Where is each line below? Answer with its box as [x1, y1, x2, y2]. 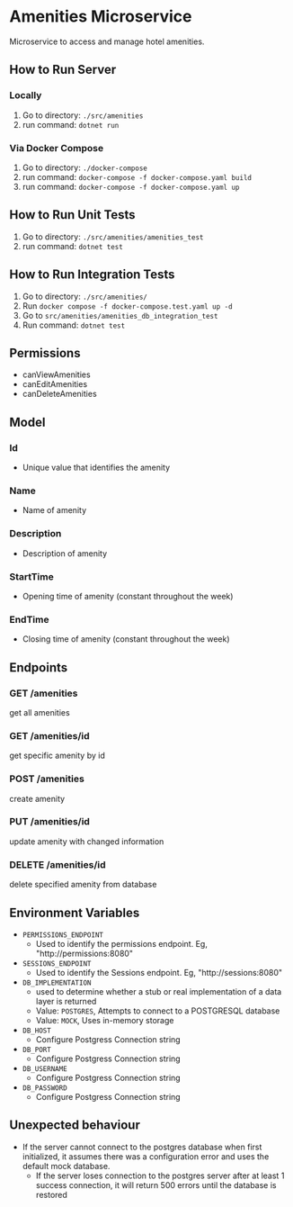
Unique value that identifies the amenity [22, 462, 171, 473]
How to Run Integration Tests [9, 267, 175, 283]
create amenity [9, 793, 66, 804]
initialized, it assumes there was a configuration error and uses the [22, 1150, 270, 1162]
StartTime [9, 570, 54, 582]
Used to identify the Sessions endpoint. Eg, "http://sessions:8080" [35, 967, 283, 977]
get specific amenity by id [9, 750, 105, 761]
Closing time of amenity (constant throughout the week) [22, 634, 231, 644]
